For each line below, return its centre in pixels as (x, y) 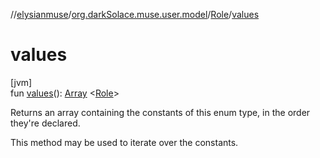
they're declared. (45, 123)
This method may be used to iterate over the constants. (124, 142)
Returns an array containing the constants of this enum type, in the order (160, 112)
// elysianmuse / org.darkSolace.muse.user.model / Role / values (135, 14)
